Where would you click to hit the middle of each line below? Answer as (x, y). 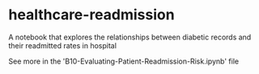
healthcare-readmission (92, 15)
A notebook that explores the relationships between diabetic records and (130, 37)
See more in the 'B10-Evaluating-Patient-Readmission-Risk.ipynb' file (124, 61)
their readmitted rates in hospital (63, 45)
